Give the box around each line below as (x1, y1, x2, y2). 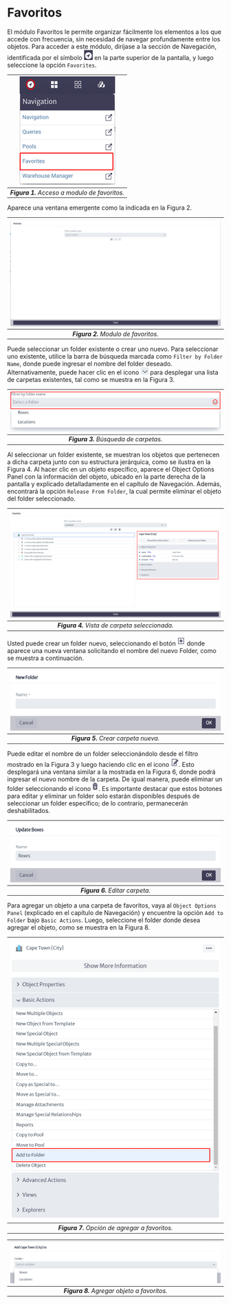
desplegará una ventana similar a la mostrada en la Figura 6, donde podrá (7, 768, 216, 776)
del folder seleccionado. (7, 494, 76, 503)
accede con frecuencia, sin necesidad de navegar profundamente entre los (7, 34, 221, 43)
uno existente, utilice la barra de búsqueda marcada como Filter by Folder (7, 352, 223, 361)
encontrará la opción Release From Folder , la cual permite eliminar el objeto (7, 487, 221, 495)
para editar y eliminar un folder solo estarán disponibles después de (7, 792, 200, 800)
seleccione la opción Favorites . (7, 61, 97, 69)
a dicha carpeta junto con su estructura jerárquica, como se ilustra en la (7, 457, 211, 466)
